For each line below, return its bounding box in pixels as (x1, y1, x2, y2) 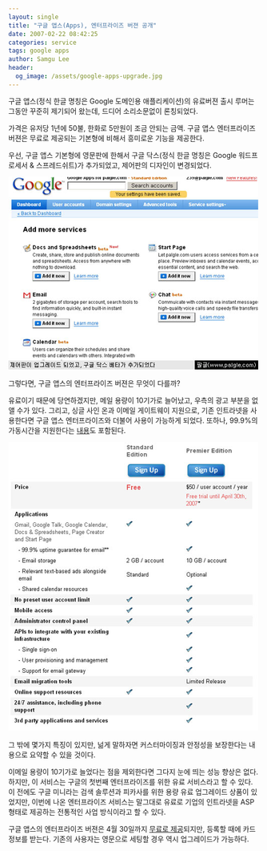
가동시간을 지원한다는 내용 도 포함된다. (8, 425, 126, 435)
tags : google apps (8, 47, 70, 55)
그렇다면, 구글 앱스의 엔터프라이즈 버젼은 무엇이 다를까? (8, 378, 181, 388)
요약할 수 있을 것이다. (29, 750, 96, 760)
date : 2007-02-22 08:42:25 (8, 30, 98, 38)
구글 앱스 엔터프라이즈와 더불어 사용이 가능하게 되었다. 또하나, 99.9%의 (35, 415, 258, 425)
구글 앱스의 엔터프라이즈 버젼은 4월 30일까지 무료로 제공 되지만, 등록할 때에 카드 (8, 824, 256, 833)
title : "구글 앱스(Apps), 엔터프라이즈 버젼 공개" (8, 21, 157, 30)
